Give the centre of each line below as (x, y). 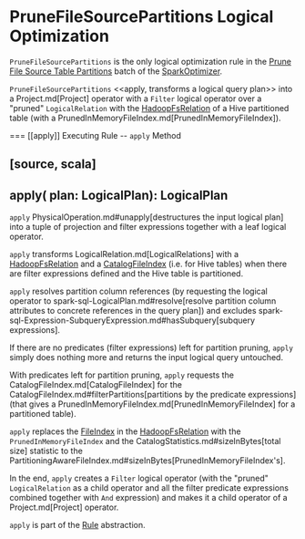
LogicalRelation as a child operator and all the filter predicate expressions (149, 488)
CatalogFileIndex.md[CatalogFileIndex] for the (96, 385)
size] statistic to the (46, 451)
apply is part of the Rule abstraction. (77, 525)
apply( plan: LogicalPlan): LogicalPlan (119, 195)
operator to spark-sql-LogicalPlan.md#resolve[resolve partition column (143, 301)
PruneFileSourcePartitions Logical (142, 17)
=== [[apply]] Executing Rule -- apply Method (96, 135)
